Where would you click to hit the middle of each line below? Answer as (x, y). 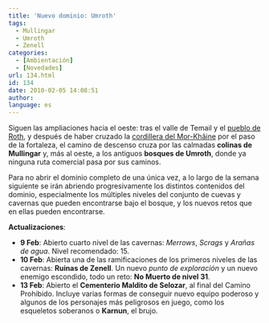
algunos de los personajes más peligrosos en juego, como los (122, 302)
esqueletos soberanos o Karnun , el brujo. (89, 311)
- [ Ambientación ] (45, 61)
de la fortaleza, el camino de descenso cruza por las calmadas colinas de (130, 145)
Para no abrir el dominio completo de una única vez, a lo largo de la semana (134, 178)
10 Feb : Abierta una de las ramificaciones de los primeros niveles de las (139, 260)
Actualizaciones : (37, 227)
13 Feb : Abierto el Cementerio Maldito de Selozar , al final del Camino (135, 285)
